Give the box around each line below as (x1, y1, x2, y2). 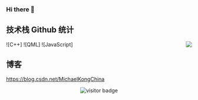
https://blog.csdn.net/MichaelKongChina (6, 75, 105, 82)
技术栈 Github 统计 (6, 25, 74, 35)
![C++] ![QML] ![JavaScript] (6, 41, 73, 48)
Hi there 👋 (6, 5, 35, 14)
